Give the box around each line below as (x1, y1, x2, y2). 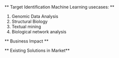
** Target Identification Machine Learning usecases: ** (4, 4, 115, 10)
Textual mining (11, 24, 41, 29)
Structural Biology (11, 19, 48, 24)
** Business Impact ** (4, 38, 49, 44)
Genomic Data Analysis (11, 14, 59, 19)
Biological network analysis (11, 29, 67, 34)
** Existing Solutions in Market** (4, 48, 70, 53)
